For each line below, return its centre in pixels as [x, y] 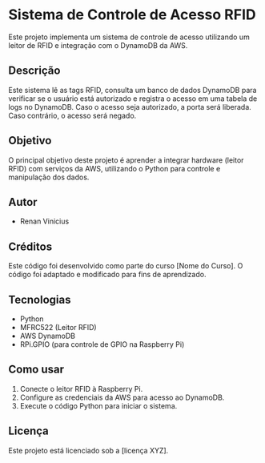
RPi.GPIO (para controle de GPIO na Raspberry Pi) [102, 344]
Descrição [34, 71]
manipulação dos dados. [49, 177]
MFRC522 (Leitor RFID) [58, 327]
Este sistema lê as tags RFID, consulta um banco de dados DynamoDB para [132, 90]
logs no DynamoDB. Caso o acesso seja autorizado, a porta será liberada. [130, 107]
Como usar [36, 370]
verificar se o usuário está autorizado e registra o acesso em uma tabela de [133, 99]
